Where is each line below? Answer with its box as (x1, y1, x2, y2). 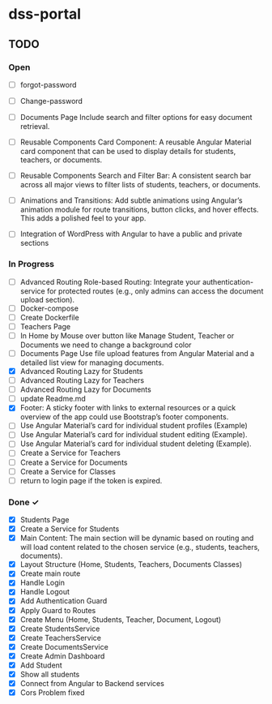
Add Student (19, 660, 62, 670)
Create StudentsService (19, 624, 100, 633)
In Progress (8, 259, 55, 270)
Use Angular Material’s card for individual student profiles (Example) (19, 421, 249, 431)
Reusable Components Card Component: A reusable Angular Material (19, 137, 253, 147)
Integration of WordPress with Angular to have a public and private (19, 229, 243, 239)
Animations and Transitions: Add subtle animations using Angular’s (19, 195, 243, 205)
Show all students (19, 669, 80, 679)
